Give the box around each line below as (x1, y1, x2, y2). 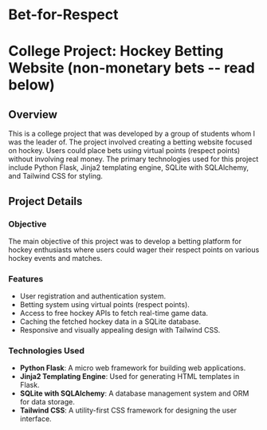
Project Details (8, 194, 83, 208)
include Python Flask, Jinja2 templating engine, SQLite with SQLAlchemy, (8, 163, 249, 172)
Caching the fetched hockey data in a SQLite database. (19, 317, 202, 326)
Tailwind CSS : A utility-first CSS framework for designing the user (19, 405, 238, 416)
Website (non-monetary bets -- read (8, 59, 255, 77)
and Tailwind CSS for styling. (8, 172, 104, 181)
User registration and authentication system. (19, 291, 166, 301)
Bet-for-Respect (8, 6, 119, 24)
